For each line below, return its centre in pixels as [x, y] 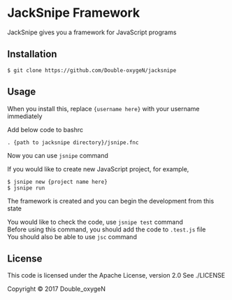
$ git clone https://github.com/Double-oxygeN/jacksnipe [92, 70]
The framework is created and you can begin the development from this [111, 201]
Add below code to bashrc [45, 129]
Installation [32, 54]
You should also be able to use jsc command [72, 236]
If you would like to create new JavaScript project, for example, [98, 169]
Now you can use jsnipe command [58, 155]
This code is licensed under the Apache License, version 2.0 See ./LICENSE [116, 276]
